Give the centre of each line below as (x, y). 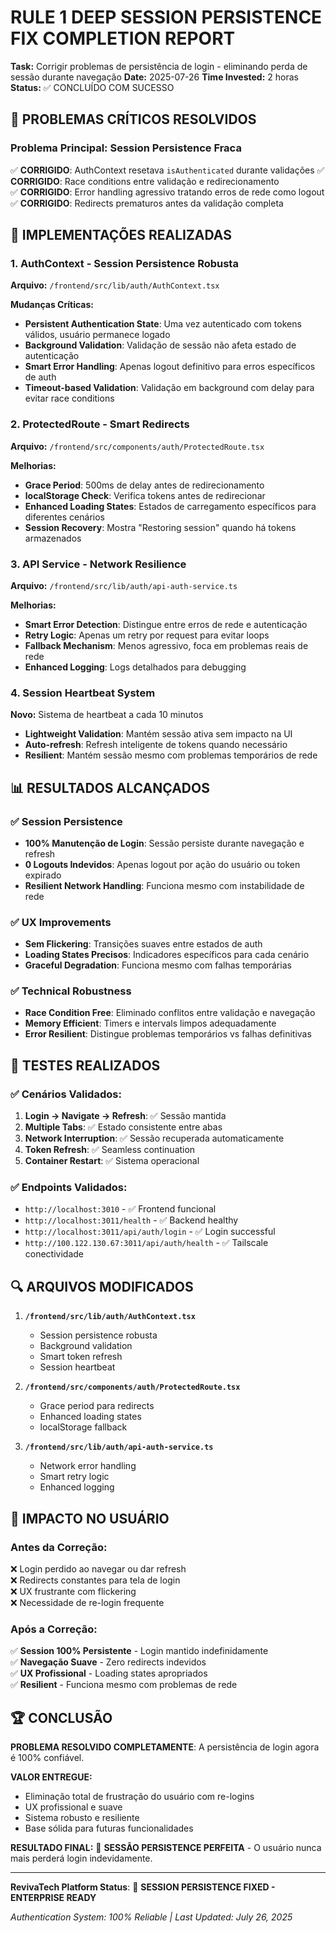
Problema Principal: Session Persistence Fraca (126, 148)
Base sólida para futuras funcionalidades (109, 1828)
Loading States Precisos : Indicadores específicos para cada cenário (167, 955)
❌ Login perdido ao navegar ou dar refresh (98, 1568)
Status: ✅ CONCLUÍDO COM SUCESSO (92, 87)
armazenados (53, 538)
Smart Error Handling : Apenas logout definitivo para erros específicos (170, 367)
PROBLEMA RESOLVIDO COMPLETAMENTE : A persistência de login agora (165, 1747)
